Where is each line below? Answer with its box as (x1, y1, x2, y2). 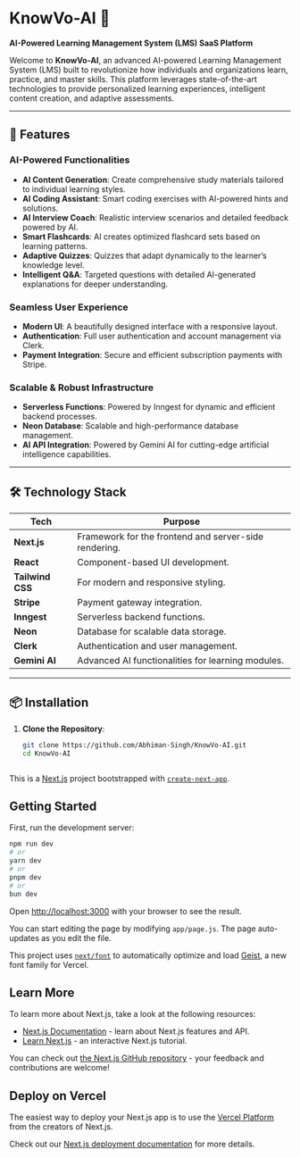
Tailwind (13, 571, 51, 583)
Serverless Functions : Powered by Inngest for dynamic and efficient (21, 402, 276, 412)
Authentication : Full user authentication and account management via (21, 330, 281, 341)
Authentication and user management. (77, 640, 238, 653)
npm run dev (9, 839, 54, 849)
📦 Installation (9, 696, 89, 711)
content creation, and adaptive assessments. (9, 93, 175, 104)
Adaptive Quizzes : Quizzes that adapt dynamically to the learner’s (21, 250, 268, 261)
